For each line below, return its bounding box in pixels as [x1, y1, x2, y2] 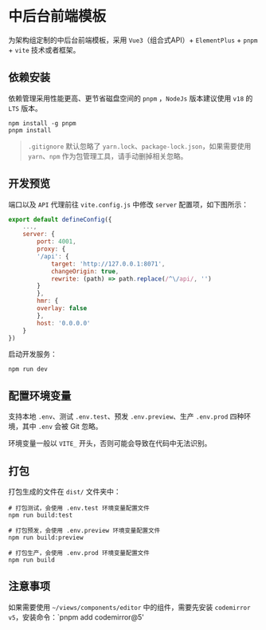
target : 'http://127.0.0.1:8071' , [50, 260, 166, 268]
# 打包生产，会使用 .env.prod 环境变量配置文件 [8, 549, 150, 557]
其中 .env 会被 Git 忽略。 [22, 422, 103, 431]
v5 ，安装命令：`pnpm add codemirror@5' [8, 612, 145, 622]
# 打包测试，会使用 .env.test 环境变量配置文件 [8, 504, 150, 513]
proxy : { [37, 245, 66, 254]
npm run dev [8, 365, 48, 373]
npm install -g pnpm [8, 119, 77, 128]
